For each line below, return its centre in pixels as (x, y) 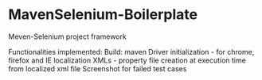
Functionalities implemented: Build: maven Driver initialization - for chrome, (131, 51)
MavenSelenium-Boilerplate (103, 15)
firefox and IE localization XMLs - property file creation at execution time (127, 60)
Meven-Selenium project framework (68, 36)
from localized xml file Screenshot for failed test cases (98, 68)
